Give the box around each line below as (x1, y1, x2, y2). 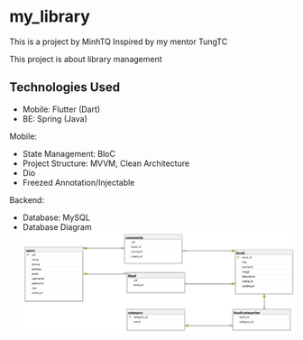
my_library (9, 6, 90, 27)
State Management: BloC (22, 148, 115, 159)
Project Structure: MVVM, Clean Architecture (22, 158, 190, 169)
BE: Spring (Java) (22, 113, 88, 124)
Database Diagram (22, 221, 92, 232)
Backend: (9, 194, 45, 205)
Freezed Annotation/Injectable (22, 177, 135, 188)
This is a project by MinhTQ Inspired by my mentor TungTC (9, 36, 228, 47)
